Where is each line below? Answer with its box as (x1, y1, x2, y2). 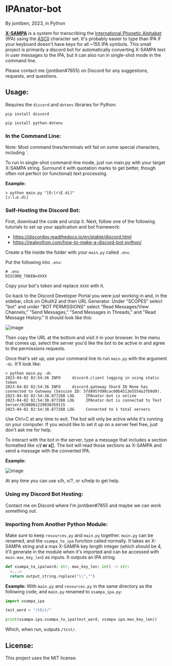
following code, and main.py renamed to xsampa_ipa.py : (5, 588, 122, 594)
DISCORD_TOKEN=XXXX (5, 274, 47, 279)
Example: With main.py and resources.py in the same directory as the (5, 583, 152, 589)
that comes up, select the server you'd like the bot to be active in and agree (5, 340, 165, 346)
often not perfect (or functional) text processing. (5, 170, 108, 177)
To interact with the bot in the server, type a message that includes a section (5, 437, 167, 443)
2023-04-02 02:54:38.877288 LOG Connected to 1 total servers (5, 407, 150, 412)
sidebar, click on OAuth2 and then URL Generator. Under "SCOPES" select (5, 298, 163, 304)
